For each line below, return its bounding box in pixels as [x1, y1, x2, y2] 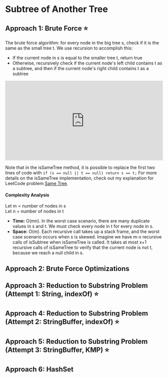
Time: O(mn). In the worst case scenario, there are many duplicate [12, 218, 150, 224]
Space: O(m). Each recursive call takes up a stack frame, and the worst [12, 228, 160, 234]
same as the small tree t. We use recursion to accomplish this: [5, 45, 133, 51]
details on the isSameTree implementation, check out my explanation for [5, 175, 154, 181]
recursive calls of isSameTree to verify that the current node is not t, [12, 244, 153, 250]
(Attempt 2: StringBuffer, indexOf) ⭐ [5, 317, 119, 326]
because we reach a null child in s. [12, 250, 84, 256]
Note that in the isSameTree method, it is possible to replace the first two [5, 164, 155, 170]
